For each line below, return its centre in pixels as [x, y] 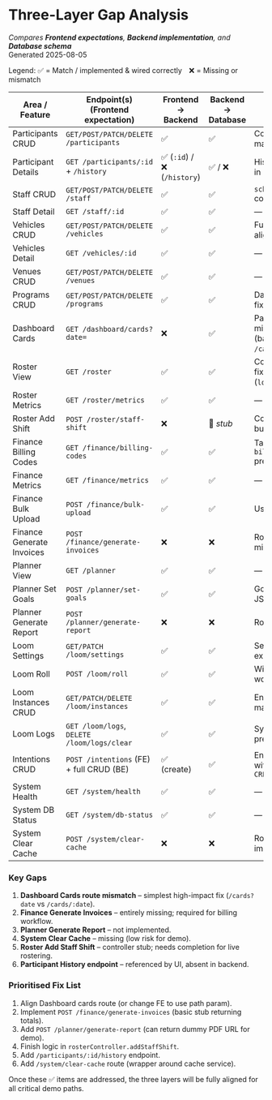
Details [25, 172]
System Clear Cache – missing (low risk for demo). [106, 939]
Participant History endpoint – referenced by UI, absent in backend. [134, 965]
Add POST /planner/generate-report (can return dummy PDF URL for [135, 1029]
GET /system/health [103, 791]
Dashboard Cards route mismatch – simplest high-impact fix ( [124, 896]
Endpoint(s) [110, 99]
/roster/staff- [116, 419]
